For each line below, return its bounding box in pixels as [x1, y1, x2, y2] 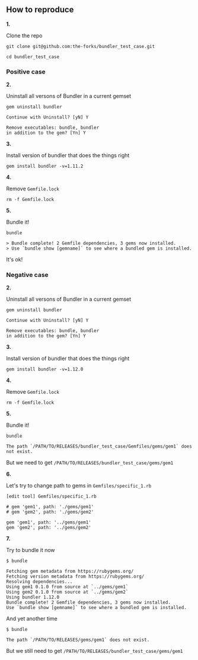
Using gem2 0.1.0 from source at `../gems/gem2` [6, 589, 129, 595]
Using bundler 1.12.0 [6, 594, 60, 601]
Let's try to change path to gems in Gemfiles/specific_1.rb [6, 482, 152, 489]
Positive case [6, 68, 46, 76]
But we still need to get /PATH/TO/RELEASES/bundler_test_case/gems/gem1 [6, 648, 183, 655]
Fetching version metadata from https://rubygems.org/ [6, 573, 145, 580]
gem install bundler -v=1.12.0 [6, 366, 84, 372]
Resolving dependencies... [6, 579, 73, 585]
